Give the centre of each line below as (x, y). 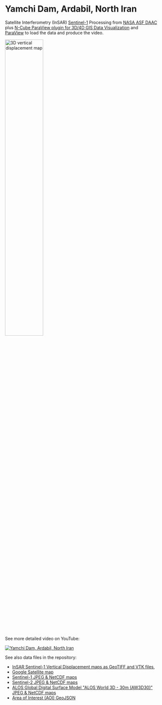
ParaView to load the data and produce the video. (54, 33)
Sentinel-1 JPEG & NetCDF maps (44, 677)
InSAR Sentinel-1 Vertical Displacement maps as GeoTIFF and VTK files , (83, 667)
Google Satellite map (33, 672)
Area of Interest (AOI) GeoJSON (44, 698)
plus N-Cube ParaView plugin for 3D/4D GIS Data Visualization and (72, 27)
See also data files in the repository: (41, 657)
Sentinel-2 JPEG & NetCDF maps (45, 682)
